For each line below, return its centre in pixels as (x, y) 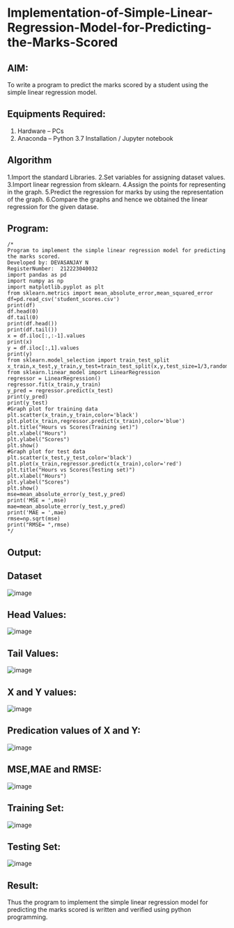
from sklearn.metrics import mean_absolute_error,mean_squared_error (110, 293)
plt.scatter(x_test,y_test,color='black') (70, 458)
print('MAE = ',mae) (37, 513)
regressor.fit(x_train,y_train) (54, 385)
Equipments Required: (56, 114)
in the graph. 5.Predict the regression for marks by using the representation (116, 192)
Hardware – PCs (40, 131)
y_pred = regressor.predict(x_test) (60, 391)
